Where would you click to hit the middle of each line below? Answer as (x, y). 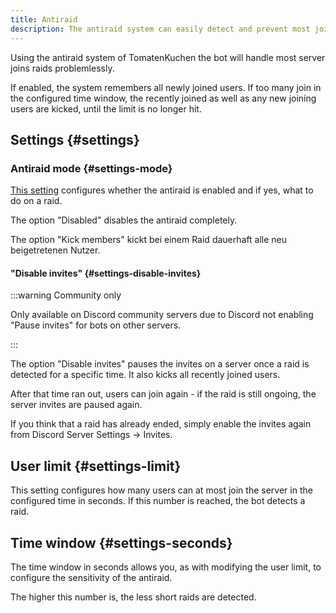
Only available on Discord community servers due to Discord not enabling (162, 315)
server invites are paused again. (76, 405)
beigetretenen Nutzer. (55, 250)
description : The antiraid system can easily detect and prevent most (160, 29)
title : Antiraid (44, 19)
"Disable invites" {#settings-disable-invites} (106, 273)
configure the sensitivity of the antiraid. (91, 578)
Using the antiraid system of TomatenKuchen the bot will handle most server (168, 57)
